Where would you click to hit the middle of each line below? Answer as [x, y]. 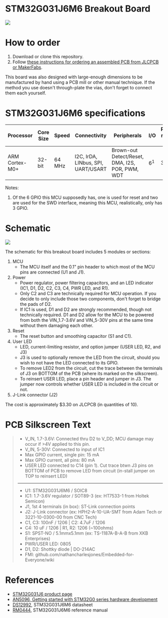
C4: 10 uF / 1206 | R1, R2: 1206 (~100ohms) [69, 528]
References [29, 580]
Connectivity [90, 135]
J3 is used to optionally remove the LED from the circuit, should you [90, 357]
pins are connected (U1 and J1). [52, 272]
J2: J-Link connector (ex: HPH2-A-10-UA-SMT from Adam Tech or [93, 512]
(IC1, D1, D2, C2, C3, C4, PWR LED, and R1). [64, 288]
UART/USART [91, 169]
